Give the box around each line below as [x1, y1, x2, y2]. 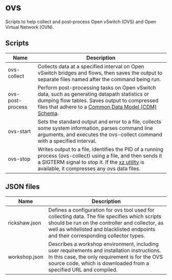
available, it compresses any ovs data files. [37, 165, 141, 172]
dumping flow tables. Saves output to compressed [37, 97, 159, 104]
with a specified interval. [37, 137, 97, 144]
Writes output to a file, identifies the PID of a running [37, 145, 164, 153]
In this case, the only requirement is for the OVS [48, 253, 163, 260]
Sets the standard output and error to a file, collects [37, 118, 161, 125]
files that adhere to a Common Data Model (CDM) [37, 103, 157, 110]
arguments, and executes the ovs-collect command [37, 130, 162, 138]
